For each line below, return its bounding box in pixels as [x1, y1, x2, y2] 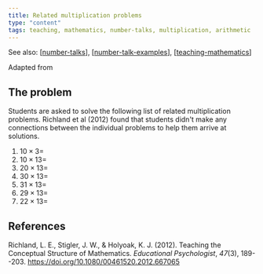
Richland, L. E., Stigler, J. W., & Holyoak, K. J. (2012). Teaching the [8, 240, 221, 250]
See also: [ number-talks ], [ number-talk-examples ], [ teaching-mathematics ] [8, 48, 252, 57]
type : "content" [8, 19, 61, 27]
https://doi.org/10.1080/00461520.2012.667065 [27, 257, 181, 266]
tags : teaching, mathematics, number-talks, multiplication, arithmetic [8, 26, 251, 34]
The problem [8, 86, 72, 99]
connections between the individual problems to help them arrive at [8, 123, 227, 133]
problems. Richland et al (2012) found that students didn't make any [8, 115, 228, 124]
